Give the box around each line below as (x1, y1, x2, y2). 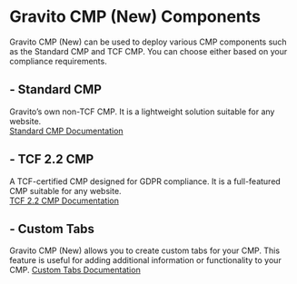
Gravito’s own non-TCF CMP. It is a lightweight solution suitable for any (9, 106, 275, 117)
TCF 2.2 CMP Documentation (9, 195, 120, 206)
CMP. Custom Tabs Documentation (9, 265, 141, 276)
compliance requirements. (9, 55, 107, 66)
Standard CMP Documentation (9, 125, 124, 136)
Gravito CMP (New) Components (9, 6, 262, 27)
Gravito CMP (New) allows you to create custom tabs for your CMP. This (9, 245, 280, 256)
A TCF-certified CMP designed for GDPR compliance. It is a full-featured (9, 175, 282, 187)
